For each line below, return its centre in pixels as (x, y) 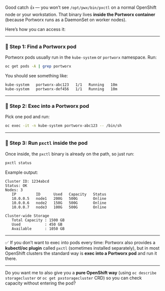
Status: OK (16, 186)
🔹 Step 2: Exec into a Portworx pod (47, 106)
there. (11, 259)
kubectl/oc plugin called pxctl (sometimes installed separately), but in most (82, 248)
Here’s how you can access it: (35, 29)
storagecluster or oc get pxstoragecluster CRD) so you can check (74, 278)
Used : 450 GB (37, 224)
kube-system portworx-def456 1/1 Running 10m (61, 89)
